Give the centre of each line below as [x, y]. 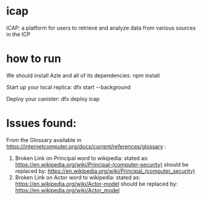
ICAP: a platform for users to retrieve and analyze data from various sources [101, 28]
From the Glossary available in [44, 140]
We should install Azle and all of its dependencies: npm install [83, 75]
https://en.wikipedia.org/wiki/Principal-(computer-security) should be [102, 164]
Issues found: [41, 124]
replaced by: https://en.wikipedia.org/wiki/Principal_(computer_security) [105, 171]
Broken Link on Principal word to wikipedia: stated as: [82, 158]
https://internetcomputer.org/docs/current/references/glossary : [86, 146]
